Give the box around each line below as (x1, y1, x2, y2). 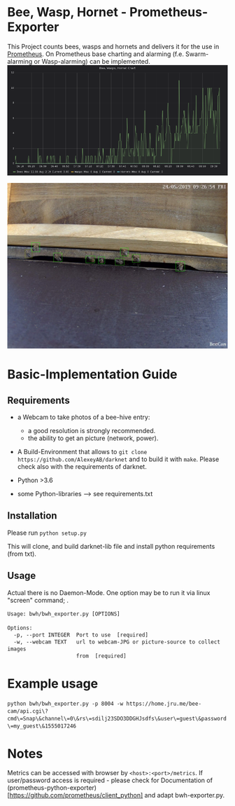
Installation (7, 510, 57, 522)
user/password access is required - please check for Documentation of (7, 776, 213, 785)
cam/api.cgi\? (7, 707, 49, 715)
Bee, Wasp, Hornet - (7, 4, 127, 20)
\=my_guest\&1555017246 (7, 723, 77, 730)
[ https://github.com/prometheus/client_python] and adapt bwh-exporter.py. (7, 791, 225, 800)
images (7, 646, 27, 653)
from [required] (76, 653, 127, 660)
